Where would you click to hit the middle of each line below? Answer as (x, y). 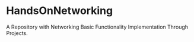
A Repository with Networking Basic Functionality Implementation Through (97, 27)
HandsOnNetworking (60, 11)
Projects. (17, 33)
